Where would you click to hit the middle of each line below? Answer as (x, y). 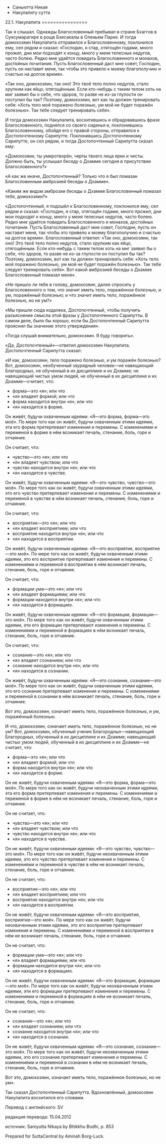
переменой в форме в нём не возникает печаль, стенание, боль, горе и (81, 798)
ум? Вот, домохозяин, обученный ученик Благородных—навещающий (80, 731)
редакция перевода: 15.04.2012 (38, 1117)
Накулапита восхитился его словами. (45, 1097)
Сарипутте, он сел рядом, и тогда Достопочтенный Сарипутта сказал (79, 141)
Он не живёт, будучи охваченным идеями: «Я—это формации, (71, 980)
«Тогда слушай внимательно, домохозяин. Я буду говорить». (70, 335)
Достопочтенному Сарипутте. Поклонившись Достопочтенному (74, 136)
